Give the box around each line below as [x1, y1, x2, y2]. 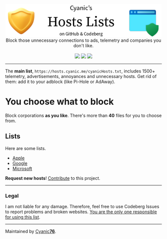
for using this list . [5, 214, 41, 220]
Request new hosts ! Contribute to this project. [5, 175, 100, 181]
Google [12, 160, 28, 166]
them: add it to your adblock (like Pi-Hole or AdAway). [5, 79, 115, 84]
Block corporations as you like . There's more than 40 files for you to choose [5, 112, 162, 118]
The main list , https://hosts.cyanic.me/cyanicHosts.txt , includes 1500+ [5, 68, 156, 74]
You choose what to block [5, 96, 114, 107]
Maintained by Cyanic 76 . [5, 229, 56, 234]
